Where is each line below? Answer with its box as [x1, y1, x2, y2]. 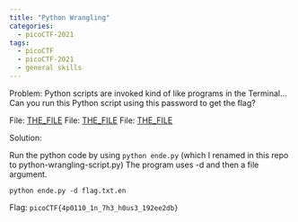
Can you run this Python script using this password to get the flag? [9, 97, 256, 108]
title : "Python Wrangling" [9, 13, 110, 22]
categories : [9, 22, 54, 31]
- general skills [17, 64, 83, 73]
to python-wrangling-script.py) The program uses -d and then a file [9, 159, 259, 170]
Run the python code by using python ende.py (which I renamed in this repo [9, 149, 289, 160]
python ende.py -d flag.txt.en [9, 186, 127, 195]
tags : [9, 38, 30, 48]
